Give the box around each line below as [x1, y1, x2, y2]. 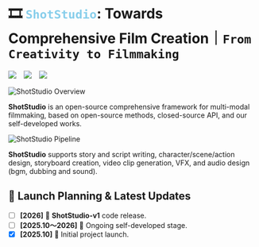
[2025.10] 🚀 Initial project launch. [19, 230, 129, 239]
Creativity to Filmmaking [8, 47, 180, 62]
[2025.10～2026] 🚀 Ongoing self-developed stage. [19, 220, 188, 230]
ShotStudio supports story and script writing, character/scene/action [8, 149, 235, 159]
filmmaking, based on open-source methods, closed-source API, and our [8, 110, 248, 120]
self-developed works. [8, 118, 82, 128]
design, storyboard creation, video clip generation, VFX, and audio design [8, 158, 250, 168]
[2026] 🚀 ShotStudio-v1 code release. [19, 210, 147, 220]
